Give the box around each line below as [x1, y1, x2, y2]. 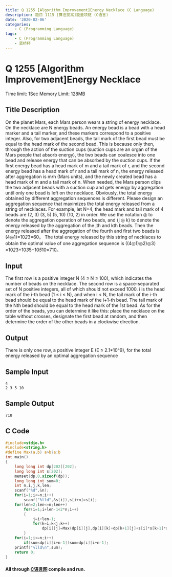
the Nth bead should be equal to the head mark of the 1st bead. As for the [5, 302, 161, 308]
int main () [5, 455, 29, 460]
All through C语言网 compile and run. [5, 566, 85, 572]
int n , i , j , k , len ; [14, 483, 52, 489]
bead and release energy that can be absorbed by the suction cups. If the [5, 157, 161, 163]
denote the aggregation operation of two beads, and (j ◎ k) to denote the [5, 217, 160, 223]
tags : [5, 31, 17, 36]
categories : [5, 21, 31, 27]
